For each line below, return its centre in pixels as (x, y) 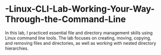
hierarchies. (17, 48)
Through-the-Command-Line (65, 19)
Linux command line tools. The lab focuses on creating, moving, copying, (78, 38)
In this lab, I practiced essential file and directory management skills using (79, 33)
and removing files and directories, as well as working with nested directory (81, 43)
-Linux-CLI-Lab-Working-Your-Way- (80, 9)
